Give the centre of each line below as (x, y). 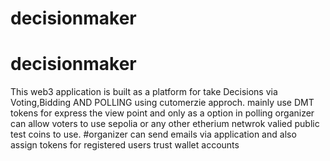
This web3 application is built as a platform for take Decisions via (144, 92)
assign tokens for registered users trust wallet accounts (125, 145)
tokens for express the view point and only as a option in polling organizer (162, 113)
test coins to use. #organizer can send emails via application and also (153, 134)
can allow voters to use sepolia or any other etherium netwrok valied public (165, 124)
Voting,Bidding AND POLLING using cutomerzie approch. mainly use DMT (162, 103)
